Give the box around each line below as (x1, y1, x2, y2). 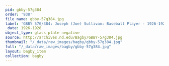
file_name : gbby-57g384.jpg (5, 16, 64, 21)
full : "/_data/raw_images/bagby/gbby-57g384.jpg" (5, 44, 112, 49)
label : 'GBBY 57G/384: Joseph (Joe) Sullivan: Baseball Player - (5, 21, 145, 26)
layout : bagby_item (5, 49, 46, 54)
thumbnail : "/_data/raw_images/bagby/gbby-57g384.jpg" (5, 40, 123, 45)
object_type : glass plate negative (5, 30, 80, 35)
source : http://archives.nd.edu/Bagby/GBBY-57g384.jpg (5, 35, 123, 40)
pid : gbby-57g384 (5, 7, 42, 12)
